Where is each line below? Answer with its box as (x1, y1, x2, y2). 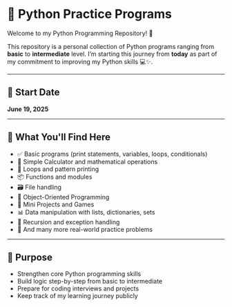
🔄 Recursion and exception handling (17, 217, 120, 226)
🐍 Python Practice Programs (7, 6, 173, 22)
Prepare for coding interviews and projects (17, 284, 139, 293)
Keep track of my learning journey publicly (17, 292, 138, 300)
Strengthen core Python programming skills (17, 270, 142, 278)
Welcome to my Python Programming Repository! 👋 (7, 29, 153, 37)
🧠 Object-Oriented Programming (17, 192, 110, 201)
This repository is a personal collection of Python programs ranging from (7, 42, 215, 50)
